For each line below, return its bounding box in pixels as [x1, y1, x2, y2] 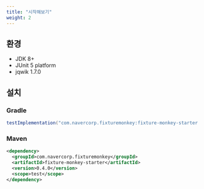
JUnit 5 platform [15, 62, 56, 69]
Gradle [6, 106, 27, 115]
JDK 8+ [15, 55, 35, 63]
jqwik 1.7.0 [15, 68, 42, 76]
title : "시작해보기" [6, 9, 53, 15]
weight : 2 [6, 15, 32, 21]
